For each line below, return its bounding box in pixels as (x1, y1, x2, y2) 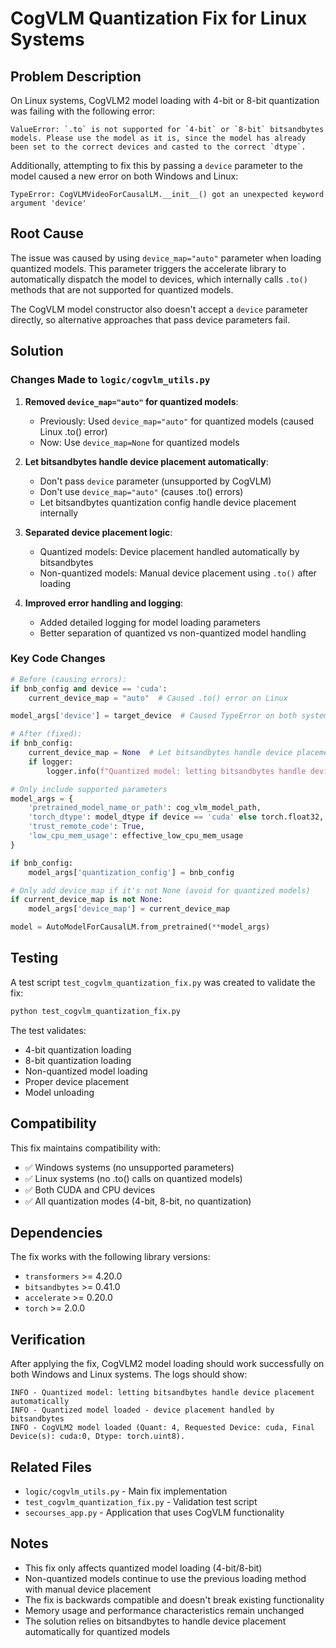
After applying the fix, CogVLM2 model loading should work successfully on (10, 1358, 325, 1370)
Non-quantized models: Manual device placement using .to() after (39, 567, 317, 579)
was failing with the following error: (10, 105, 156, 117)
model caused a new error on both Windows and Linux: (10, 170, 239, 182)
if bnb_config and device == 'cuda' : (10, 683, 168, 694)
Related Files (10, 1458, 93, 1476)
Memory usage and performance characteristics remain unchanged (24, 1604, 305, 1616)
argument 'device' (10, 198, 87, 208)
